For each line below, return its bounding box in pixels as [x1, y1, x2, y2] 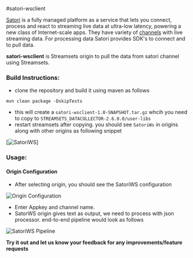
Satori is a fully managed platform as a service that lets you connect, [6, 16, 172, 23]
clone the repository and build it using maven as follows [14, 87, 150, 94]
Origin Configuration [6, 167, 57, 175]
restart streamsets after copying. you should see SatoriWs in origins [14, 121, 178, 128]
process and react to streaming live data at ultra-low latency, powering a [6, 23, 181, 29]
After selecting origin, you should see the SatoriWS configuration [14, 181, 172, 188]
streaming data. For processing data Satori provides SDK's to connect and [6, 35, 186, 42]
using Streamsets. [6, 59, 50, 66]
